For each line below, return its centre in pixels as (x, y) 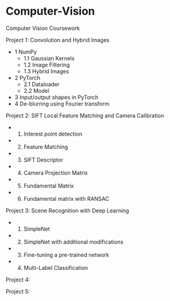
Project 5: (18, 291)
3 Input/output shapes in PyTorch (56, 97)
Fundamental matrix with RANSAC (66, 198)
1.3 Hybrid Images (46, 71)
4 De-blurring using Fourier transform (62, 103)
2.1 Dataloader (41, 84)
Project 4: (18, 280)
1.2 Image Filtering (47, 65)
